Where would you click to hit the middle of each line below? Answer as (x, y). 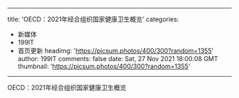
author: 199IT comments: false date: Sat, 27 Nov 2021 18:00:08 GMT (118, 59)
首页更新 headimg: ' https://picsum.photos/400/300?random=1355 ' (116, 51)
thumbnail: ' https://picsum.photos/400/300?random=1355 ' (104, 66)
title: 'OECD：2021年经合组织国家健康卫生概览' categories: (93, 19)
